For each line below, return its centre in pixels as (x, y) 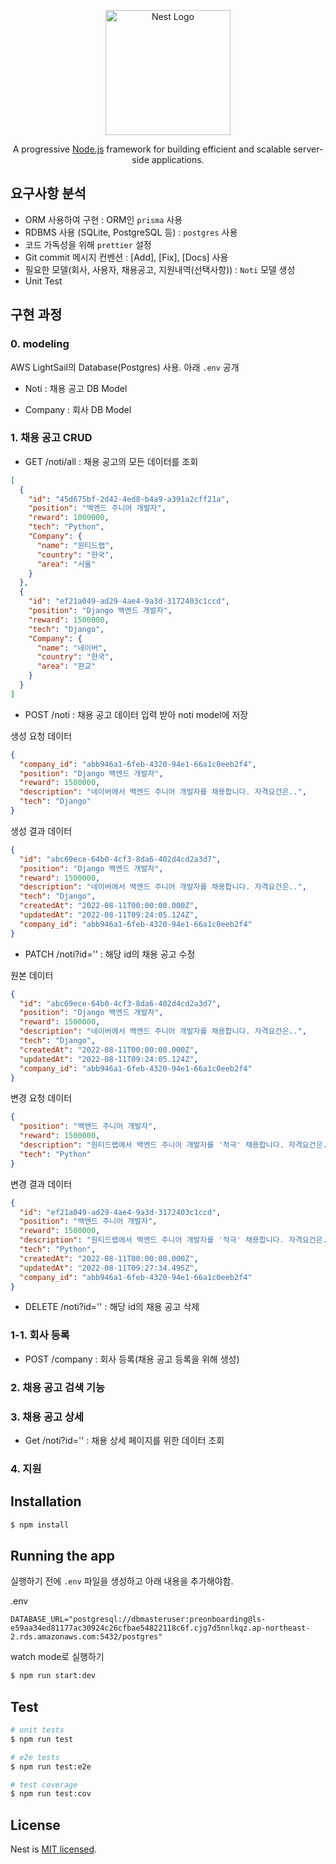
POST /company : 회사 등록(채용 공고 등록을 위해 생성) (132, 1359)
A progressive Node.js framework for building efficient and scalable (152, 149)
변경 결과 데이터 (41, 1184)
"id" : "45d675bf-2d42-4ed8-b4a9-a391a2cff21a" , (129, 499)
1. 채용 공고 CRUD (51, 438)
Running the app (62, 1555)
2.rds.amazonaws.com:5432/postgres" (86, 1637)
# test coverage (44, 1785)
